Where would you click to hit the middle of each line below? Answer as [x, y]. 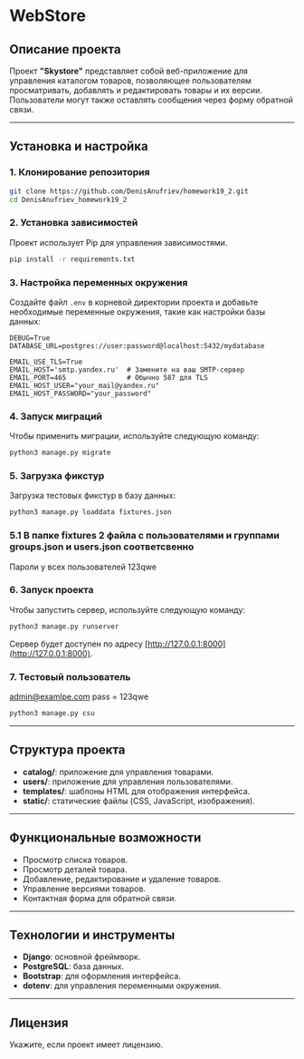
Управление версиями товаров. [84, 889]
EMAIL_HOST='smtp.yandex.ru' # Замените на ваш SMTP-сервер [127, 369]
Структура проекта [67, 750]
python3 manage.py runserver [64, 627]
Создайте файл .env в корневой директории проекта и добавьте [134, 302]
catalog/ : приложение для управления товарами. [118, 772]
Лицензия [39, 1022]
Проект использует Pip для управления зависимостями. [119, 242]
